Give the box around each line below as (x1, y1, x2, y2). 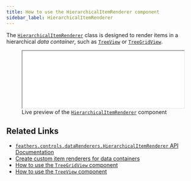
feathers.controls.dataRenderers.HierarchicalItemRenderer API (15, 142, 179, 149)
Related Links (6, 126, 59, 136)
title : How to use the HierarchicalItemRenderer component (6, 9, 160, 15)
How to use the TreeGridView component (15, 161, 118, 169)
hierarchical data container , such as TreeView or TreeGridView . (6, 38, 163, 45)
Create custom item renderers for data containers (15, 155, 140, 162)
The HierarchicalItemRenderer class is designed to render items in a (6, 31, 179, 38)
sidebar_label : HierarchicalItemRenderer (6, 15, 114, 21)
